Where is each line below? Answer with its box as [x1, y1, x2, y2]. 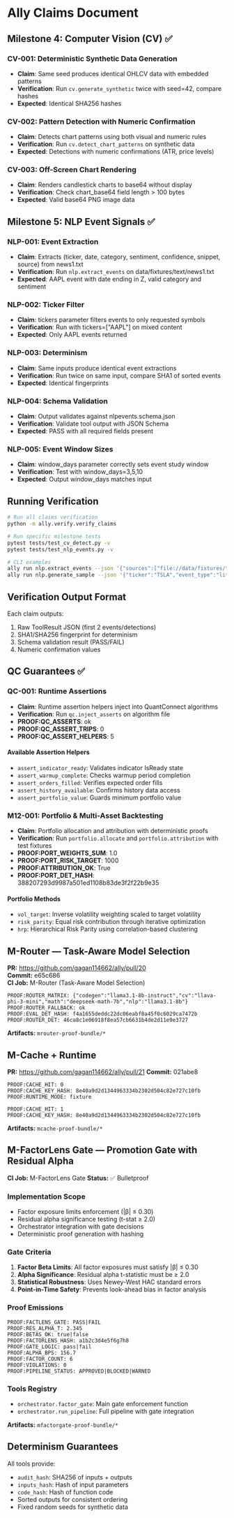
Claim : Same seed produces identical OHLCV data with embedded [17, 69, 209, 78]
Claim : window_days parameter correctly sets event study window [17, 460, 209, 469]
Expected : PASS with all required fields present [17, 427, 154, 435]
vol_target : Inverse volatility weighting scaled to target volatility [17, 910, 201, 918]
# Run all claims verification [7, 514, 98, 521]
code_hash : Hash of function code [17, 1487, 114, 1496]
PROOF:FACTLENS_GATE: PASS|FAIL [7, 1319, 101, 1326]
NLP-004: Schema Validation [7, 396, 108, 406]
